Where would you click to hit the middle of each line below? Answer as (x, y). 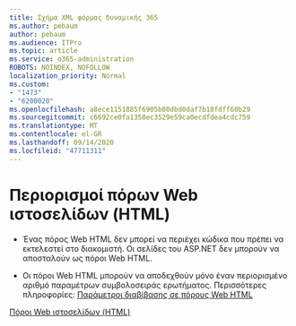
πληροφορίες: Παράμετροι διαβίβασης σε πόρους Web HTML (137, 294)
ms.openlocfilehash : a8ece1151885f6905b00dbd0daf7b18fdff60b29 (130, 109)
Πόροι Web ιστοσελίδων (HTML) (70, 312)
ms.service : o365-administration (72, 59)
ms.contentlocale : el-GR (56, 134)
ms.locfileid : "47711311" (57, 150)
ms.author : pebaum (44, 26)
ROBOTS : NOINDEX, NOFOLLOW (60, 68)
